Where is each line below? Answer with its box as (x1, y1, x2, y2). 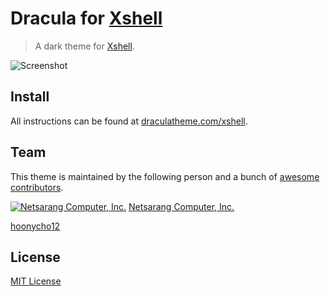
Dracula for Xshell (10, 7, 163, 30)
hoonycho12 (10, 220, 61, 232)
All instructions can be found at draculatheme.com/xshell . (10, 115, 248, 127)
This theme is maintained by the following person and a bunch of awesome (10, 170, 320, 182)
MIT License (10, 275, 62, 287)
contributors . (10, 181, 64, 193)
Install (10, 88, 50, 106)
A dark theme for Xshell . (34, 40, 135, 52)
